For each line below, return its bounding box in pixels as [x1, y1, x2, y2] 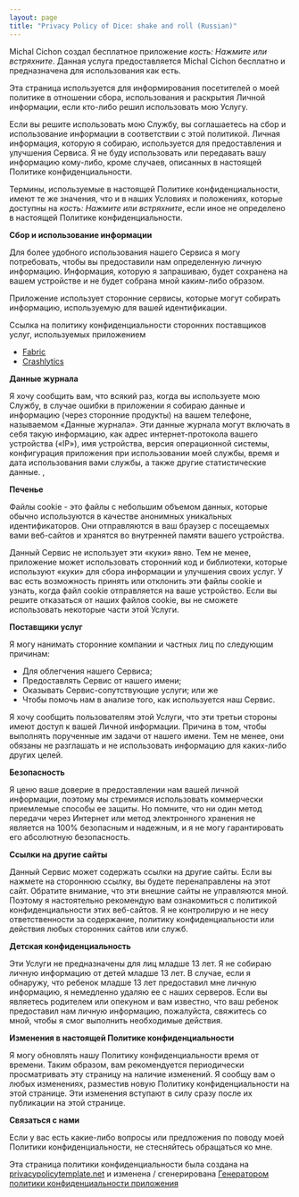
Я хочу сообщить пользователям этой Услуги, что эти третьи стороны [9, 711, 278, 722]
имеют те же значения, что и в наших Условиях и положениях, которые [9, 193, 283, 204]
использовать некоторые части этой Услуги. [9, 604, 179, 615]
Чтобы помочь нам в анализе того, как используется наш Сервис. [21, 694, 276, 705]
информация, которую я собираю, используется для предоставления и [9, 138, 282, 149]
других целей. [9, 749, 63, 760]
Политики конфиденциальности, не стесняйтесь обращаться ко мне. [9, 1142, 273, 1152]
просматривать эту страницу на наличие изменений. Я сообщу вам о [9, 1068, 276, 1079]
